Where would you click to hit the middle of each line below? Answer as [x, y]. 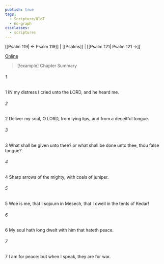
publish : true [20, 10]
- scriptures [23, 33]
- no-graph [21, 23]
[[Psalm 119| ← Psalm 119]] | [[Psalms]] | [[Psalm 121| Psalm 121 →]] [73, 47]
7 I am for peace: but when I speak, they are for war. [58, 257]
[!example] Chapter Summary [47, 66]
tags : [11, 14]
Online [12, 56]
